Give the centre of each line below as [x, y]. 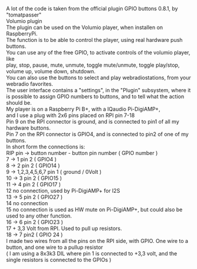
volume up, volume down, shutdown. [51, 71]
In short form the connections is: [46, 147]
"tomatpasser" [24, 15]
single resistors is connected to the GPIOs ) [59, 260]
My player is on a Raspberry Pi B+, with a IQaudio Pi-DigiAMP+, [83, 109]
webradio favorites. [29, 84]
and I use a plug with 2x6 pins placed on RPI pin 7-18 [70, 115]
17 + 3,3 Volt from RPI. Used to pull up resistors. [64, 228]
